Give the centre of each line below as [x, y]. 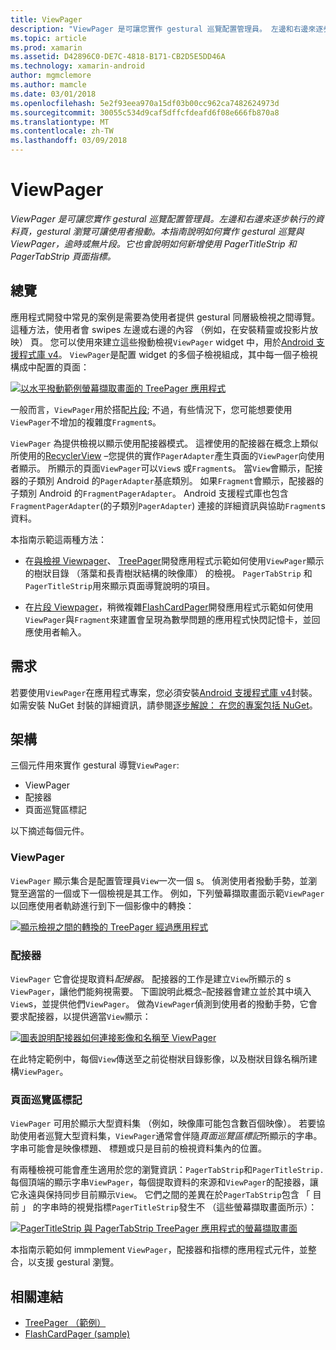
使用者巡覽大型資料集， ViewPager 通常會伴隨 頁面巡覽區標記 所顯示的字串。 [170, 1136]
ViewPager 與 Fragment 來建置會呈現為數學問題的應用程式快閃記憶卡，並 [168, 619]
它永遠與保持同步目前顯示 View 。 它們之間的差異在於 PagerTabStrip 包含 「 [160, 1195]
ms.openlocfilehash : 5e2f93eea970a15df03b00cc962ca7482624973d [145, 103]
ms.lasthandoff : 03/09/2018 [69, 141]
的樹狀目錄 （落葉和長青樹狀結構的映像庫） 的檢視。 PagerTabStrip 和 [168, 573]
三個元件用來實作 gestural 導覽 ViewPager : [95, 765]
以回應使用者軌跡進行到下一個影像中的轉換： [102, 905]
